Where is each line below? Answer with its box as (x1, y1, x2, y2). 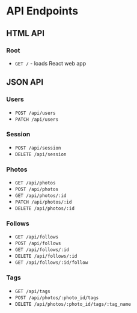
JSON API (6, 77, 44, 88)
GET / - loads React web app (14, 59, 86, 67)
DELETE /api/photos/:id (14, 205, 75, 211)
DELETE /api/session (14, 151, 67, 157)
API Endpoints (6, 4, 79, 18)
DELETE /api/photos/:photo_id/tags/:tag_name (14, 301, 131, 307)
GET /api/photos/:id (14, 193, 67, 199)
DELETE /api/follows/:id (14, 254, 78, 260)
